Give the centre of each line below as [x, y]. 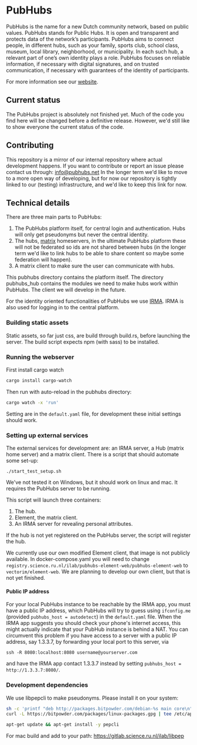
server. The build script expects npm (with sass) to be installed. [83, 342]
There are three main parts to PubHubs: [54, 217]
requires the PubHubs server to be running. [59, 489]
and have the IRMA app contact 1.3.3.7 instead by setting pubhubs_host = [94, 664]
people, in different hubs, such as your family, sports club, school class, [93, 45]
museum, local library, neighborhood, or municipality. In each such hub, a [95, 51]
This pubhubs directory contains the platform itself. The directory [85, 278]
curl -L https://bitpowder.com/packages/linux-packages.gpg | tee [89, 714]
